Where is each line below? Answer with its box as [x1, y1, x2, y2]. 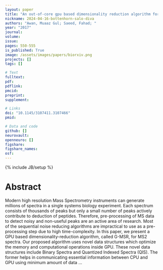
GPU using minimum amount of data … [5, 259, 82, 265]
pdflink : [5, 84, 23, 89]
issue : [5, 39, 18, 44]
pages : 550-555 [5, 43, 36, 48]
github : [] [5, 128, 27, 133]
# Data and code [5, 124, 38, 129]
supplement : [5, 97, 29, 102]
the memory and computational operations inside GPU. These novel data [5, 244, 150, 250]
